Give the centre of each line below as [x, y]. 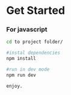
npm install [21, 59]
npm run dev [21, 75]
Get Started [35, 11]
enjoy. [14, 86]
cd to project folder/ [35, 42]
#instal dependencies [33, 53]
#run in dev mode [28, 70]
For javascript [27, 30]
